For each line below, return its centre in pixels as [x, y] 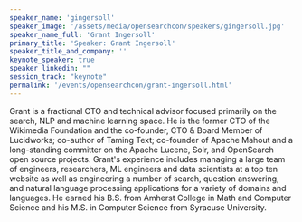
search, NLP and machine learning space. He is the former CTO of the [140, 121]
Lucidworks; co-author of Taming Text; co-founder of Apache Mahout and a [151, 140]
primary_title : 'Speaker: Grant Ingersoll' [93, 43]
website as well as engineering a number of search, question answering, [144, 179]
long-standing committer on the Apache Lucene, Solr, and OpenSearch [142, 150]
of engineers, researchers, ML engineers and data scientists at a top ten [144, 169]
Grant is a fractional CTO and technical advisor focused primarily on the [143, 111]
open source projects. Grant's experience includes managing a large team [147, 159]
